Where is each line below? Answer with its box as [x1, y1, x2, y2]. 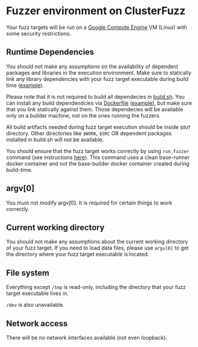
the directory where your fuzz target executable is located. [6, 251, 150, 258]
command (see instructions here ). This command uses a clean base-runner [6, 154, 190, 161]
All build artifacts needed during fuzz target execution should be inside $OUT [6, 123, 191, 131]
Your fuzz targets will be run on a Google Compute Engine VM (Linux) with [6, 24, 187, 31]
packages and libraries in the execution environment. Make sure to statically [6, 69, 191, 76]
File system [6, 268, 50, 278]
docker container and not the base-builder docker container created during [6, 160, 190, 167]
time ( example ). [6, 82, 44, 89]
